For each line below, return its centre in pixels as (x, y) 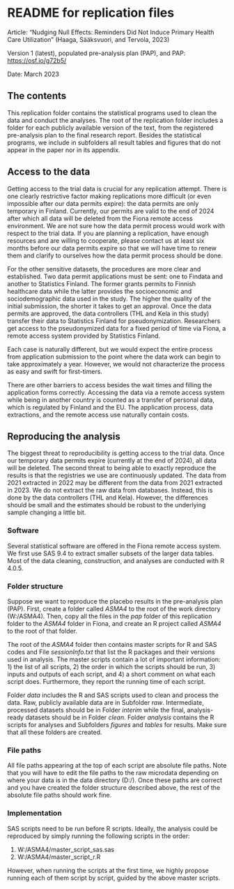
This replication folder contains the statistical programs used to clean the (112, 112)
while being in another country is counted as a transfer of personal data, (111, 400)
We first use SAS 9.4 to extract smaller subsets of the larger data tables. (111, 553)
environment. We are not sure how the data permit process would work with (116, 225)
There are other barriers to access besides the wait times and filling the (110, 384)
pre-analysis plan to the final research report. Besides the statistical (104, 135)
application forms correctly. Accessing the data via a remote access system (116, 392)
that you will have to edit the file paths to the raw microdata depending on (113, 773)
